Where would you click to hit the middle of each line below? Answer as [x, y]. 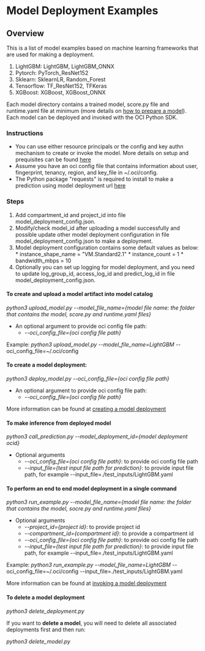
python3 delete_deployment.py [45, 611]
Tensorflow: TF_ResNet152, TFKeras [61, 86]
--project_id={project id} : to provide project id [82, 527]
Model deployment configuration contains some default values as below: [107, 247]
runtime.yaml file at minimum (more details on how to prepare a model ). [96, 111]
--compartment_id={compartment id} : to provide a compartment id [109, 533]
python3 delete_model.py [38, 641]
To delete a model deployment [46, 597]
